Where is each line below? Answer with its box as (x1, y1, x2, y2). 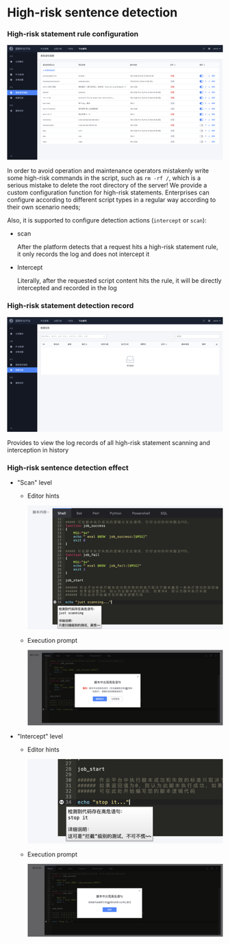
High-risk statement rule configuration (7, 29, 139, 39)
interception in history (7, 446, 69, 454)
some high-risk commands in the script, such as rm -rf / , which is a (7, 174, 201, 182)
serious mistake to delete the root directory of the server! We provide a (7, 181, 207, 190)
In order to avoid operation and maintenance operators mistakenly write (7, 166, 209, 175)
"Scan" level (16, 479, 53, 487)
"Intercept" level (16, 732, 64, 740)
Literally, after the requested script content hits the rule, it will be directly (16, 277, 222, 285)
